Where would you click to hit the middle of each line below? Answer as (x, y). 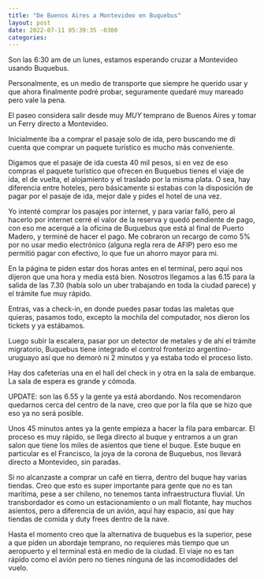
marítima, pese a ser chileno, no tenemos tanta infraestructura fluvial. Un (127, 494)
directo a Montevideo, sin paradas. (65, 462)
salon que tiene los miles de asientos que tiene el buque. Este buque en (125, 445)
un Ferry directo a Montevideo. (58, 124)
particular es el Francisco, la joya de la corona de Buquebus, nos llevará (125, 454)
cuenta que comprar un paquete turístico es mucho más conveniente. (121, 147)
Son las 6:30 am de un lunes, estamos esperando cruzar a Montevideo (123, 60)
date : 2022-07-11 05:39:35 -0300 (63, 30)
